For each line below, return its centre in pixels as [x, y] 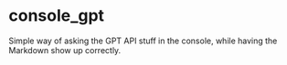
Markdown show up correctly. [65, 50]
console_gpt [57, 16]
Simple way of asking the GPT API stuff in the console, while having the [143, 41]
